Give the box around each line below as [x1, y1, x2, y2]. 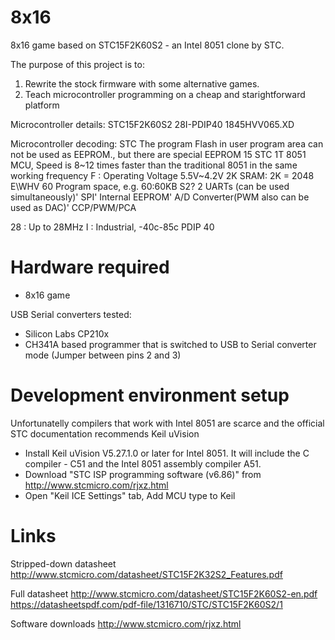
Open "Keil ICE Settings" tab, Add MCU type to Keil [24, 489, 236, 501]
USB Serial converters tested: [10, 308, 132, 320]
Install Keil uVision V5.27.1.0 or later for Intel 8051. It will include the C [24, 447, 310, 459]
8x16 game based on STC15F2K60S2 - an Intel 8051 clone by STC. [10, 39, 285, 51]
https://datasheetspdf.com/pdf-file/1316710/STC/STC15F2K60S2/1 [10, 598, 283, 610]
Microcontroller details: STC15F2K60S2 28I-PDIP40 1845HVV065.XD [10, 118, 295, 130]
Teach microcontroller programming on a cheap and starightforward [24, 88, 306, 100]
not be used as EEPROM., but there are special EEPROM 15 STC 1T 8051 [10, 148, 307, 160]
